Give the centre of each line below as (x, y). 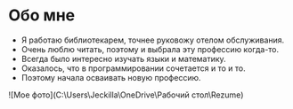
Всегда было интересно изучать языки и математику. (123, 58)
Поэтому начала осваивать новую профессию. (111, 77)
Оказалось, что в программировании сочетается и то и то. (133, 68)
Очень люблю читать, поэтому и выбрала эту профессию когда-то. (150, 49)
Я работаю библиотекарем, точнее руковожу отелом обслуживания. (153, 40)
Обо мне (42, 16)
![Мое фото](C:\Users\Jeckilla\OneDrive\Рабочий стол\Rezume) (126, 95)
